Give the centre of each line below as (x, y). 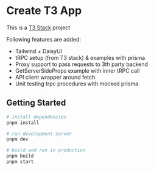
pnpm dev (17, 139)
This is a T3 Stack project (38, 27)
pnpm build (20, 156)
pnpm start (20, 162)
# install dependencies (37, 117)
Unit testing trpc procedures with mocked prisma (77, 84)
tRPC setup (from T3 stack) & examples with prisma (80, 57)
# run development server (39, 134)
